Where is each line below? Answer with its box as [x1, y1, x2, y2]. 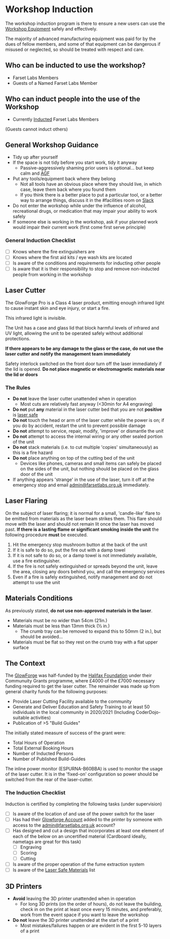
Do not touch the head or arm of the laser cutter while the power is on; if [12, 417, 164, 424]
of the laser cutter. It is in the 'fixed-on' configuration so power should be [5, 771, 158, 778]
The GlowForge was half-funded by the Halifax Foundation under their [5, 672, 152, 678]
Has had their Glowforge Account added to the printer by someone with [12, 816, 162, 822]
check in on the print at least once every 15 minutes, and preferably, [20, 906, 162, 913]
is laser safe [12, 412, 38, 418]
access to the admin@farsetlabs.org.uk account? [12, 822, 116, 828]
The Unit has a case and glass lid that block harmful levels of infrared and [5, 325, 159, 331]
